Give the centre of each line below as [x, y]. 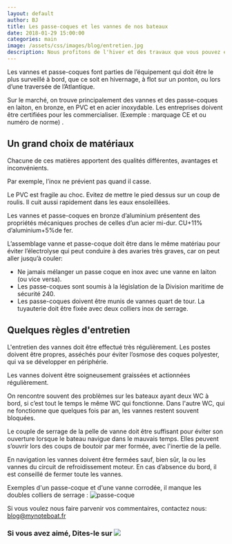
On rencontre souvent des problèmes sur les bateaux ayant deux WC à [108, 396]
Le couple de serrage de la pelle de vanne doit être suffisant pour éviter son [115, 431]
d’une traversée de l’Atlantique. [51, 87]
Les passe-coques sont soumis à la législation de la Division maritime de [120, 286]
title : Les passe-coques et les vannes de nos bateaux [88, 26]
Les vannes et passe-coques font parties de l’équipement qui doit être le [110, 72]
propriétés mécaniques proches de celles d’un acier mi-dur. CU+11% [105, 223]
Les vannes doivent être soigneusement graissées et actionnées [99, 375]
